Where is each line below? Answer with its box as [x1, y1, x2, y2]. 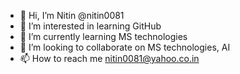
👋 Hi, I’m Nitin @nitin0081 [19, 10, 125, 21]
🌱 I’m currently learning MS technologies [19, 31, 188, 42]
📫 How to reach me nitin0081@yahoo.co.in [19, 53, 200, 64]
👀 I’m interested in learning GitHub [19, 20, 162, 32]
